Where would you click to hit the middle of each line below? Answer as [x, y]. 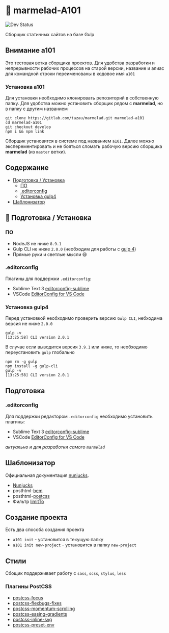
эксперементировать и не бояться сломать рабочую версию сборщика [84, 146]
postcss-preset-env [33, 625]
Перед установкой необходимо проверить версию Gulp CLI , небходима [84, 318]
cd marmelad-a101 [24, 123]
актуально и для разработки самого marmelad [55, 447]
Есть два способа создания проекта [45, 529]
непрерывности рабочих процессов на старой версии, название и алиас [85, 68]
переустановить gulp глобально [40, 352]
